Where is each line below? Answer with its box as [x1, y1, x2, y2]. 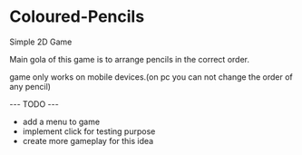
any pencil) [9, 81, 52, 92]
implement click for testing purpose [22, 125, 156, 137]
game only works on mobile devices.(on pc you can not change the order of [9, 71, 293, 82]
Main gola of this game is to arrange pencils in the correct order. [9, 53, 249, 64]
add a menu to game [22, 116, 101, 127]
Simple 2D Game [9, 36, 73, 47]
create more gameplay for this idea [22, 135, 154, 146]
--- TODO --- [9, 98, 59, 110]
